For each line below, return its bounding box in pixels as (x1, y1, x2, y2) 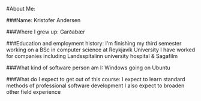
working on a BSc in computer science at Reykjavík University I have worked (6, 46, 196, 53)
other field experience (6, 88, 61, 95)
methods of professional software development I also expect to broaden (6, 82, 185, 89)
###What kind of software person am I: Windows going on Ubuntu (6, 64, 171, 71)
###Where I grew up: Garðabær (6, 28, 85, 35)
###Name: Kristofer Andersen (6, 17, 81, 23)
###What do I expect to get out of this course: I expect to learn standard (6, 76, 185, 82)
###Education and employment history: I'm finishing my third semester (6, 40, 182, 47)
